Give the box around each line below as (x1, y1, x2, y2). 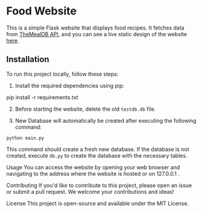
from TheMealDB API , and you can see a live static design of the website (6, 30, 187, 37)
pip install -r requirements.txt (6, 93, 78, 100)
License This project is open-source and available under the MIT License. (6, 200, 189, 207)
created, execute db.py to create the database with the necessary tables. (6, 152, 188, 159)
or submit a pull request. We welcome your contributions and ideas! (6, 188, 174, 195)
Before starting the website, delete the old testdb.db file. (14, 105, 156, 113)
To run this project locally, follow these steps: (6, 70, 119, 78)
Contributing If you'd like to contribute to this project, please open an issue (6, 182, 192, 189)
